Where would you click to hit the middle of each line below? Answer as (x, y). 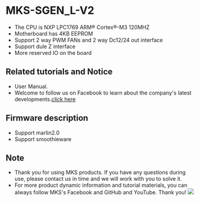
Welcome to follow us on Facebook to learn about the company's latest (103, 93)
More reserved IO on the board (53, 52)
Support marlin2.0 (37, 133)
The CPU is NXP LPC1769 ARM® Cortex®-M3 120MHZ (82, 27)
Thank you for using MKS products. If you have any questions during (100, 172)
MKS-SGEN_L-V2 (50, 11)
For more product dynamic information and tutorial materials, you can (101, 185)
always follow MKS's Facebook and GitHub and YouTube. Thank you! (100, 192)
